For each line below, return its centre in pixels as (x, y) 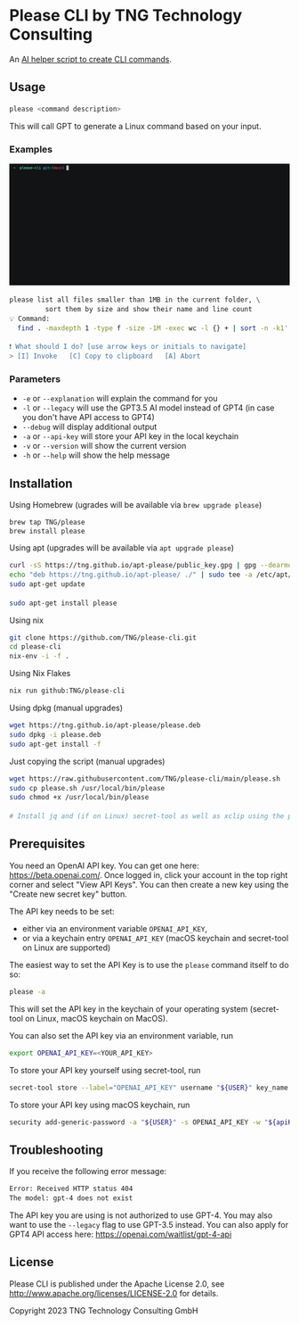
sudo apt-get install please (63, 603)
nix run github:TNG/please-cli (67, 691)
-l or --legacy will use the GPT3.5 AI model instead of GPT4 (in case (148, 408)
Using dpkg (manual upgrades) (66, 708)
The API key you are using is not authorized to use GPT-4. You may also (141, 1215)
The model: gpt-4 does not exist (71, 1198)
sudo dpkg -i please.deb (55, 734)
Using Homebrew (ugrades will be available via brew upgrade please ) (136, 505)
